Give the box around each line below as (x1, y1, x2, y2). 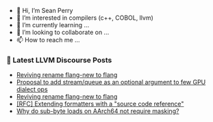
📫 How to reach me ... (16, 36, 80, 44)
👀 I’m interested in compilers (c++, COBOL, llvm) (16, 14, 153, 22)
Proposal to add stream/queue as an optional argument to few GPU (16, 78, 206, 87)
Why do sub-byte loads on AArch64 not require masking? (16, 107, 179, 115)
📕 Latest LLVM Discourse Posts (6, 55, 112, 65)
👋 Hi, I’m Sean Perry (16, 7, 73, 14)
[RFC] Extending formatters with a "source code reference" (16, 100, 184, 108)
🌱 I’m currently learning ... (16, 21, 90, 29)
